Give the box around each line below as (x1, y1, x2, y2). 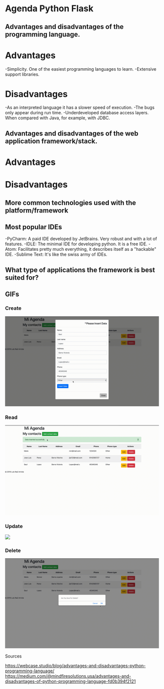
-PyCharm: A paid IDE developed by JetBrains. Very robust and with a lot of (5, 236, 157, 242)
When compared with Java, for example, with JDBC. (5, 115, 110, 121)
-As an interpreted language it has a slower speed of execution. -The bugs (5, 105, 155, 110)
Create (5, 305, 22, 312)
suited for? (5, 273, 39, 282)
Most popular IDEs (5, 223, 62, 231)
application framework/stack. (5, 137, 98, 145)
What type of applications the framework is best (5, 265, 155, 274)
